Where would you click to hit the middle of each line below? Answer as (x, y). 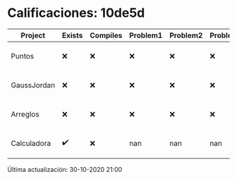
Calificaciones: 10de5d (76, 13)
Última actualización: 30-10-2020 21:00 (65, 169)
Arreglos (25, 114)
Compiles (106, 35)
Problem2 (186, 35)
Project (33, 35)
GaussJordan (33, 85)
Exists (73, 35)
